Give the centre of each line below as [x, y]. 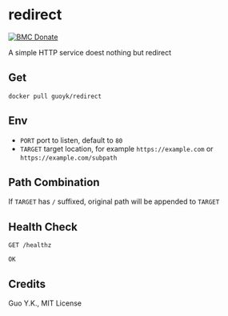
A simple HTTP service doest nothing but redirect [90, 52]
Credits [27, 284]
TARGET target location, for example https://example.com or [116, 148]
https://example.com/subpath [68, 158]
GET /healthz [30, 245]
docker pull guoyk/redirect [55, 96]
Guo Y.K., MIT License [45, 303]
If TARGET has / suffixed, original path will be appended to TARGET [114, 201]
